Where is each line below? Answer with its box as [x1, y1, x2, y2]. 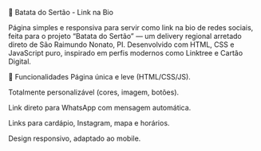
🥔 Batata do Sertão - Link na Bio [8, 8, 114, 17]
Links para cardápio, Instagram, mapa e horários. [8, 118, 170, 127]
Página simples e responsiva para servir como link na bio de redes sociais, [8, 23, 254, 32]
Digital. [8, 56, 32, 66]
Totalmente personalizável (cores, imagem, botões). [8, 87, 180, 97]
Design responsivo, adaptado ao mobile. [8, 134, 141, 143]
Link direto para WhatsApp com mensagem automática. [8, 103, 192, 112]
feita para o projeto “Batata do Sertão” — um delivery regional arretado [8, 32, 242, 41]
